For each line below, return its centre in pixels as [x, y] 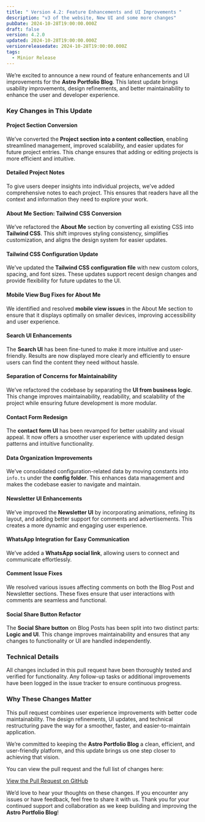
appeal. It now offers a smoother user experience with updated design [95, 437]
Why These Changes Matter [49, 699]
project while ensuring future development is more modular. [82, 403]
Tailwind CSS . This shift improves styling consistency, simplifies [87, 233]
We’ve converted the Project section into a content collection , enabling [97, 139]
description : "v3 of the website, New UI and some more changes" [91, 18]
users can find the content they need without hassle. [73, 362]
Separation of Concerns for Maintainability [62, 376]
